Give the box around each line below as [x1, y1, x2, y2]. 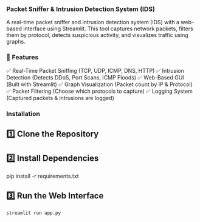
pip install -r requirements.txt [6, 172, 79, 180]
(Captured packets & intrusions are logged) [6, 94, 114, 101]
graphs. [6, 38, 26, 45]
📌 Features [6, 53, 39, 62]
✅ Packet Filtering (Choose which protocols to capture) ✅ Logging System [6, 87, 193, 95]
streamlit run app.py [6, 210, 61, 216]
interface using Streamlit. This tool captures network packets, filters [23, 25, 193, 32]
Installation [6, 109, 41, 118]
